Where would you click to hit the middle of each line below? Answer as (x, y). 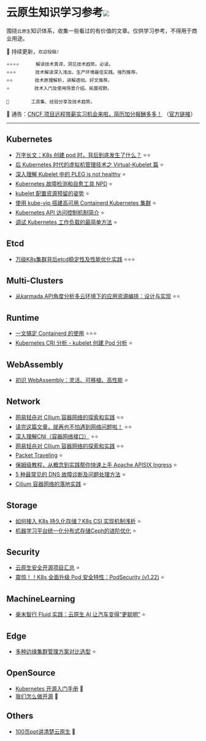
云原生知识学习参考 (55, 13)
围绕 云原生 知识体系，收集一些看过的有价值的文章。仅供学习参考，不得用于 (99, 31)
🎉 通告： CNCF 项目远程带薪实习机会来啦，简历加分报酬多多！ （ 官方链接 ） (101, 113)
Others (20, 716)
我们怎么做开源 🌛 (36, 696)
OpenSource (31, 673)
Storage (22, 506)
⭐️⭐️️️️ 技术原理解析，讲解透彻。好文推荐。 (59, 80)
